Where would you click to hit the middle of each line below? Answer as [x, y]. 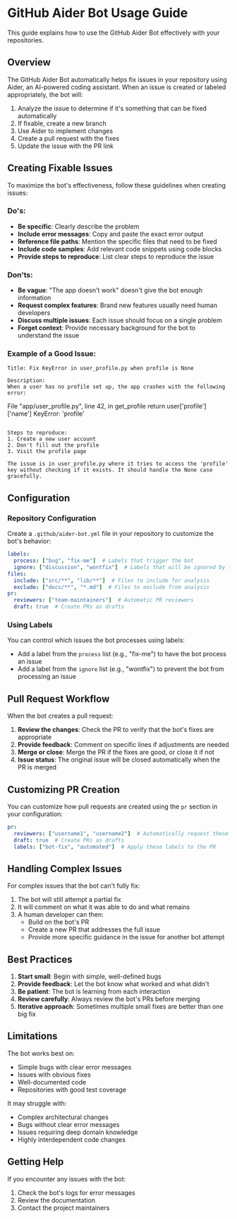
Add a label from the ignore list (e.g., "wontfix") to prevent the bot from [121, 669]
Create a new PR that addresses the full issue [94, 929]
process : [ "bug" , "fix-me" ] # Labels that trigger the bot [104, 561]
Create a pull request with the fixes [68, 138]
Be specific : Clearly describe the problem [78, 226]
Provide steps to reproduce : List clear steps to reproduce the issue [116, 256]
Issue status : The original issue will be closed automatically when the [119, 760]
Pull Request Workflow [59, 699]
